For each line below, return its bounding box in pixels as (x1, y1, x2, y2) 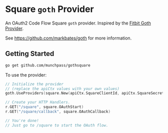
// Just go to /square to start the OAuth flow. (5, 122, 108, 128)
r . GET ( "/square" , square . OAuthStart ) (5, 104, 84, 109)
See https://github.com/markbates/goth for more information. (5, 35, 132, 41)
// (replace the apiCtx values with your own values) (5, 86, 120, 91)
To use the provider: (5, 71, 47, 78)
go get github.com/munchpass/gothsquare (5, 62, 91, 68)
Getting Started (5, 49, 54, 58)
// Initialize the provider (5, 81, 64, 86)
